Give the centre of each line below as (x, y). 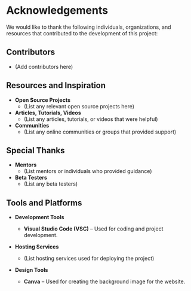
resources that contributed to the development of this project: (82, 33)
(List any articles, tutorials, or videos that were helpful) (91, 119)
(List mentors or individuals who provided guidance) (88, 171)
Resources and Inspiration (56, 85)
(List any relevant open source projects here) (79, 106)
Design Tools (31, 270)
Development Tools (39, 217)
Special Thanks (36, 150)
